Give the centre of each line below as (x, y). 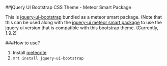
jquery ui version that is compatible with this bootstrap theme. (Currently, (82, 28)
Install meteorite (30, 53)
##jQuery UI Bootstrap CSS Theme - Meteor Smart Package (68, 7)
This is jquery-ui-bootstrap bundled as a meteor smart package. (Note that (83, 17)
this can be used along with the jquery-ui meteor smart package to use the (83, 22)
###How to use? (23, 43)
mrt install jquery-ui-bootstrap (48, 58)
